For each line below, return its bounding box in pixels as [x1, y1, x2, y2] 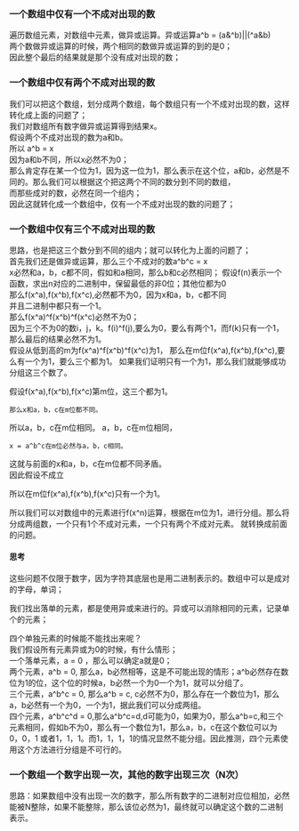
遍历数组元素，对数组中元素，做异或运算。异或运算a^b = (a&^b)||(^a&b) [9, 29, 271, 41]
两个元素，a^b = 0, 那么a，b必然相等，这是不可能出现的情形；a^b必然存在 [9, 666, 282, 677]
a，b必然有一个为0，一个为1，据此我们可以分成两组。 [9, 700, 206, 711]
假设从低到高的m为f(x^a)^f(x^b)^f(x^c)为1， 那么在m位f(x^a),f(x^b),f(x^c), [9, 344, 278, 355]
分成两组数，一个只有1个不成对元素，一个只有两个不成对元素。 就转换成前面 [9, 518, 287, 528]
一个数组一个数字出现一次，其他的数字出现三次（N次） [9, 769, 245, 781]
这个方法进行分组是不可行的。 [16, 745, 126, 755]
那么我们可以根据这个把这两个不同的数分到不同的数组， [32, 176, 236, 187]
